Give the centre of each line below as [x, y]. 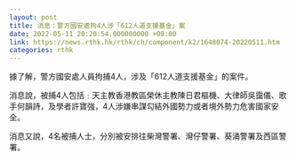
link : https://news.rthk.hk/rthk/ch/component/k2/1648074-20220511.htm [144, 42]
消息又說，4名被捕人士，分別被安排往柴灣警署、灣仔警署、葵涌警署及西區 [144, 136]
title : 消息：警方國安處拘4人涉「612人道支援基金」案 [97, 26]
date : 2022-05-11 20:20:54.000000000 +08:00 [93, 34]
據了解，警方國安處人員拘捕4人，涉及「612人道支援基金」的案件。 [131, 77]
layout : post [33, 17]
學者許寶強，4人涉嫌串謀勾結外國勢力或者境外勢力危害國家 [164, 106]
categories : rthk [41, 50]
